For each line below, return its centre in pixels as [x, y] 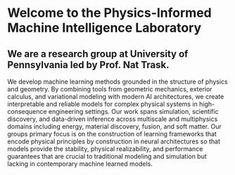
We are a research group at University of [98, 54]
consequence [27, 111]
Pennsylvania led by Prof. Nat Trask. [88, 65]
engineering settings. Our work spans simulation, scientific [133, 111]
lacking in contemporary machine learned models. [80, 164]
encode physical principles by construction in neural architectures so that [114, 141]
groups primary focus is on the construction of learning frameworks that [112, 134]
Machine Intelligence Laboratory [104, 28]
